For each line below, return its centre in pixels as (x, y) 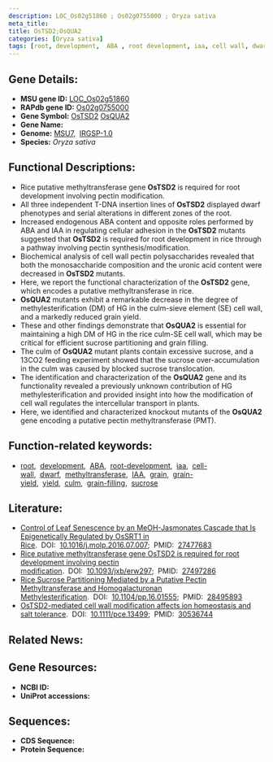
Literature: (36, 508)
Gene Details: (43, 79)
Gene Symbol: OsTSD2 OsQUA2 (75, 115)
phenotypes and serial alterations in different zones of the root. (126, 213)
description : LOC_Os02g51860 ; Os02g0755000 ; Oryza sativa (113, 16)
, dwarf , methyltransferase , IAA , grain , (101, 474)
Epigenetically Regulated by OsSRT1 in (84, 537)
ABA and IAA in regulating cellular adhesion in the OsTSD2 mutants (133, 230)
